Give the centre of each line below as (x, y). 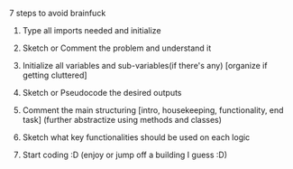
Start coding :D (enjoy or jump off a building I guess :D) (125, 155)
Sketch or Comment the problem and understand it (117, 48)
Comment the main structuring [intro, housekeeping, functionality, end (153, 110)
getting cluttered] (55, 75)
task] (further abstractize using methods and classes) (122, 120)
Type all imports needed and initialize (92, 30)
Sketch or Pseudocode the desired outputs (102, 93)
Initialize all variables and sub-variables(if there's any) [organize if (145, 66)
